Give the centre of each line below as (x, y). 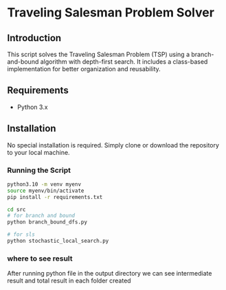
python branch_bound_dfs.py (47, 222)
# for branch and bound (41, 216)
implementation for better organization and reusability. (84, 69)
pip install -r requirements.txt (55, 197)
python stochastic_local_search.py (58, 241)
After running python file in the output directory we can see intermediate (110, 274)
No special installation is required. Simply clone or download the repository (113, 145)
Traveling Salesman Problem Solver (111, 13)
